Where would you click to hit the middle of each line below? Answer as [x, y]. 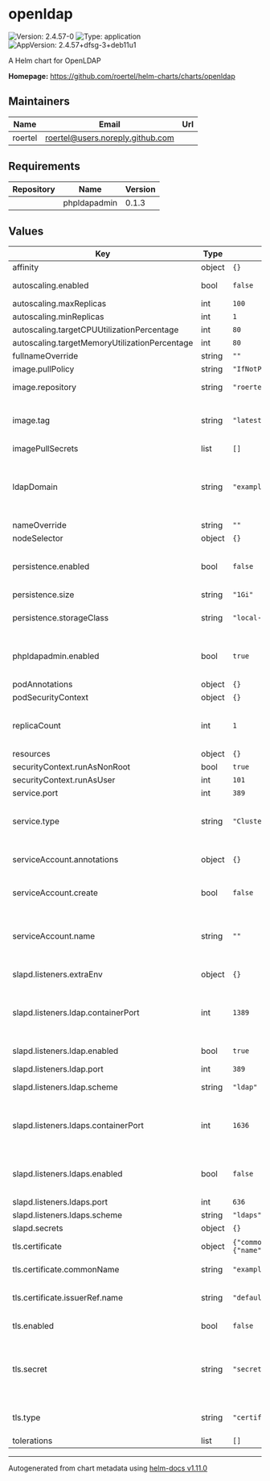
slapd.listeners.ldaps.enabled [67, 1174]
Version [140, 189]
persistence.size [43, 595]
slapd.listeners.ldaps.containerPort [78, 1126]
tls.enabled [33, 1326]
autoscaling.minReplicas [58, 317]
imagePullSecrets [45, 449]
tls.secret [30, 1369]
